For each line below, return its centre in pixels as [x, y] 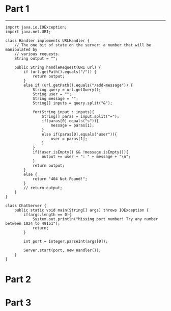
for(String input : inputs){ [63, 112]
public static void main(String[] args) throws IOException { [82, 210]
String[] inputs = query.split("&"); [73, 103]
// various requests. [37, 54]
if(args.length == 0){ [48, 215]
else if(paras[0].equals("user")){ [79, 134]
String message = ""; [55, 98]
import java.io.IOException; [36, 27]
